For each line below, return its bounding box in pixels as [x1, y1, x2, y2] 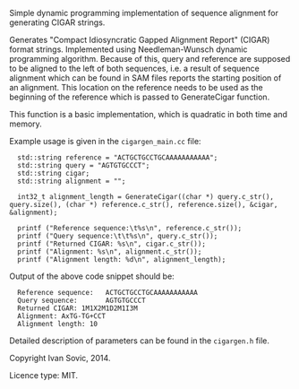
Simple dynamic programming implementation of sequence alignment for [9, 8, 279, 18]
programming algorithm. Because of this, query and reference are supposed [9, 54, 291, 64]
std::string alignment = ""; [17, 177, 126, 186]
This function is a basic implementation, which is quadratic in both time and [9, 109, 288, 119]
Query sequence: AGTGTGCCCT [17, 296, 146, 305]
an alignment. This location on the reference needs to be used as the [9, 82, 263, 92]
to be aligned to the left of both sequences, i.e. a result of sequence [9, 63, 260, 73]
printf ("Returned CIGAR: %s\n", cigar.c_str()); [17, 239, 206, 248]
